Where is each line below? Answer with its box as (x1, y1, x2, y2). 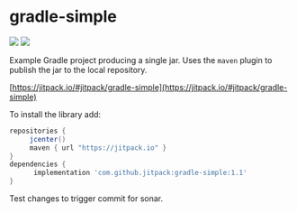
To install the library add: (9, 108, 102, 119)
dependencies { (9, 160, 67, 169)
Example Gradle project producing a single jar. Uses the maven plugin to (9, 54, 273, 65)
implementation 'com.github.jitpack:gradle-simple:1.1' (32, 169, 247, 178)
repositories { (9, 126, 67, 135)
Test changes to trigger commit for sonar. (9, 193, 164, 204)
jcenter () (29, 134, 67, 144)
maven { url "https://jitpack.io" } (29, 143, 167, 153)
